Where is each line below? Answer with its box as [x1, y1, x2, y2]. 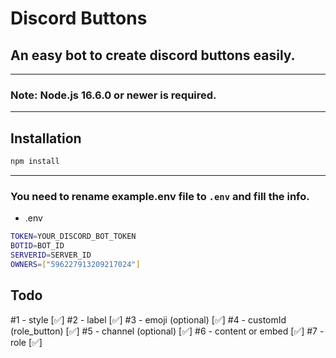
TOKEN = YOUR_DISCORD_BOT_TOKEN [10, 232, 137, 242]
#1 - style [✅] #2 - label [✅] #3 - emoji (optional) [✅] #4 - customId [10, 313, 287, 326]
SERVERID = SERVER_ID [10, 250, 92, 261]
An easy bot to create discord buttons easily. [10, 47, 296, 64]
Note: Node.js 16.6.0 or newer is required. [10, 88, 217, 102]
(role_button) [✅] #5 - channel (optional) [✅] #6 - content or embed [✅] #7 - [10, 325, 325, 337]
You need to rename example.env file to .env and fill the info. [10, 189, 310, 203]
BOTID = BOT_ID [10, 241, 65, 251]
